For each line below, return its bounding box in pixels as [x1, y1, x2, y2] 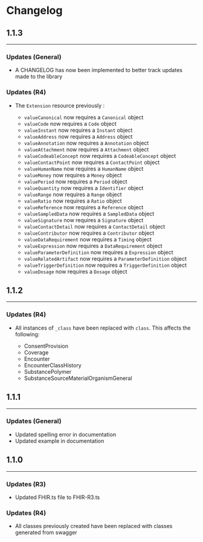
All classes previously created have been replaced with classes [14, 523, 173, 530]
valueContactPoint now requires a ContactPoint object [24, 158, 160, 166]
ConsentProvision [24, 342, 68, 350]
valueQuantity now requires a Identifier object [24, 184, 144, 191]
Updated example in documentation [14, 437, 105, 445]
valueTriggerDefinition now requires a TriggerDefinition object [24, 261, 187, 269]
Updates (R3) [6, 480, 47, 488]
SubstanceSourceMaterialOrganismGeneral [24, 374, 132, 382]
